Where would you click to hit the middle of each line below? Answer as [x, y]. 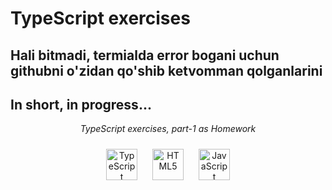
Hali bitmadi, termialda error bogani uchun [145, 55]
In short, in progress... [81, 104]
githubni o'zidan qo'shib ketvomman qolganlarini [166, 70]
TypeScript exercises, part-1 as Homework [168, 129]
